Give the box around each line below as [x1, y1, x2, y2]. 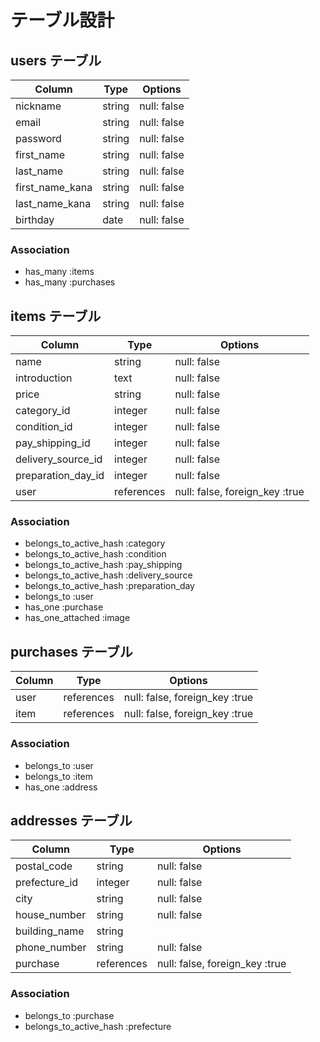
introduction [15, 371, 73, 385]
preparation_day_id [15, 469, 105, 483]
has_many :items [24, 266, 95, 278]
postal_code [15, 859, 73, 873]
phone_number [15, 941, 87, 955]
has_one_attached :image [24, 612, 131, 624]
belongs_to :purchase [24, 1009, 115, 1021]
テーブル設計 [10, 9, 115, 32]
